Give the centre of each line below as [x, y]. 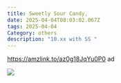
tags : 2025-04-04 [32, 26]
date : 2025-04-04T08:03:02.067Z [54, 20]
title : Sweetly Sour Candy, [48, 13]
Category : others [32, 33]
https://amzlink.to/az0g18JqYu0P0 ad [61, 59]
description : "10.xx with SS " [52, 39]
